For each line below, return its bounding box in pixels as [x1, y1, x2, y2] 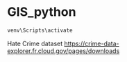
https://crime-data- [64, 39, 119, 48]
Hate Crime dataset [7, 39, 63, 48]
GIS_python [7, 4, 76, 20]
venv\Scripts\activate [7, 27, 73, 34]
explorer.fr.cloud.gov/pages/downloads [7, 46, 120, 55]
